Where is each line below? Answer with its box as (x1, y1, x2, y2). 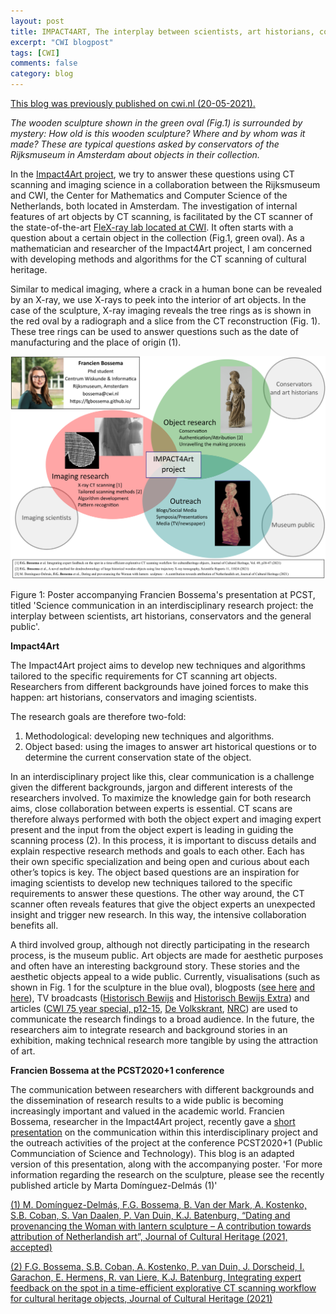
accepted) (10, 1241, 53, 1253)
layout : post (10, 16, 65, 26)
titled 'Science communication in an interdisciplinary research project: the (10, 599, 314, 611)
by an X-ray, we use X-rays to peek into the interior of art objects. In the (10, 294, 307, 305)
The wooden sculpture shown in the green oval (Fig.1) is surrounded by (10, 117, 303, 129)
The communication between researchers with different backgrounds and (10, 1083, 315, 1095)
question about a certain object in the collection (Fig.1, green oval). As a (10, 232, 305, 244)
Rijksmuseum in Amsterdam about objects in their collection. (10, 149, 260, 160)
